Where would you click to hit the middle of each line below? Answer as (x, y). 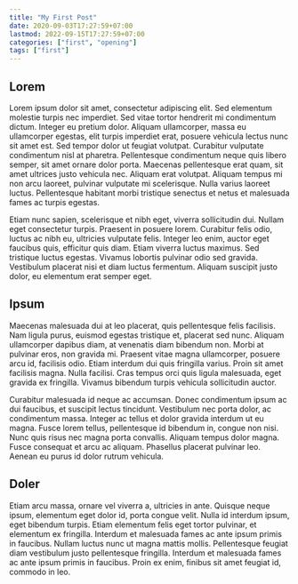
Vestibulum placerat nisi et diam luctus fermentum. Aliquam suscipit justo (144, 267)
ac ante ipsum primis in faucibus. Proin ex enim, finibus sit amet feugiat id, (145, 562)
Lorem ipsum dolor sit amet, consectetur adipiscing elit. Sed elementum (141, 108)
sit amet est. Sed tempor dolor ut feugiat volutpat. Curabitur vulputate (137, 145)
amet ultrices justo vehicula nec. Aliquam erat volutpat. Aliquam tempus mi (146, 173)
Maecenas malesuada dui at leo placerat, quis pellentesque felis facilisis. (142, 325)
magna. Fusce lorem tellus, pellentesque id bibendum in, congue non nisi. (144, 428)
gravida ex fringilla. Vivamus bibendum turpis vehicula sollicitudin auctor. (143, 382)
